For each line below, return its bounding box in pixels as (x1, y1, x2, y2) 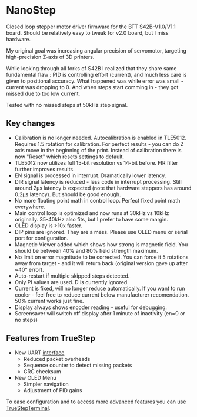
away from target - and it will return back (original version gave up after (14, 259, 188, 266)
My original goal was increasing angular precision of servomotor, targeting (6, 47, 187, 54)
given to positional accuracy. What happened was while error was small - (6, 77, 184, 84)
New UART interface (14, 349, 65, 356)
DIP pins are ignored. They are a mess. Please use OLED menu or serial (14, 228, 188, 235)
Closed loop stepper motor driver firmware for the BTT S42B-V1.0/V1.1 (6, 23, 176, 30)
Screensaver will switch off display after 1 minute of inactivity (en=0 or (14, 310, 185, 317)
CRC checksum (23, 367, 62, 375)
